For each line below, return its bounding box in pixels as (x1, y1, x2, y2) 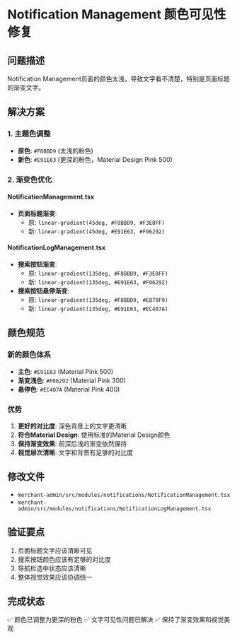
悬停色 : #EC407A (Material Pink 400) (17, 385, 120, 393)
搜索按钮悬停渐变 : (17, 287, 69, 295)
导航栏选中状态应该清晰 (17, 563, 86, 573)
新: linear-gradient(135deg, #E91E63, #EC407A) (28, 305, 168, 313)
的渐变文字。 (7, 83, 45, 92)
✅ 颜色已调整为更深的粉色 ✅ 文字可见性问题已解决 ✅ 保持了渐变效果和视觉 (7, 616, 224, 624)
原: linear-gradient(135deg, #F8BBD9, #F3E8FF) (28, 269, 168, 278)
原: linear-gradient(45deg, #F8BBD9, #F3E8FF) (28, 218, 165, 226)
